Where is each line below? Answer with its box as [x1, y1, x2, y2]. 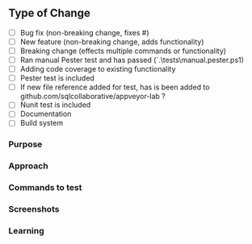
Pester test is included [19, 73, 94, 83]
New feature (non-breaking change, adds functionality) [19, 36, 204, 47]
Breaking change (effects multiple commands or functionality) [19, 46, 227, 56]
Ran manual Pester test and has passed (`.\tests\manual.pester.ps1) [19, 56, 245, 64]
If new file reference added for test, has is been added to [19, 82, 210, 92]
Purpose [8, 139, 43, 150]
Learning [8, 225, 44, 237]
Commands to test [8, 182, 82, 193]
